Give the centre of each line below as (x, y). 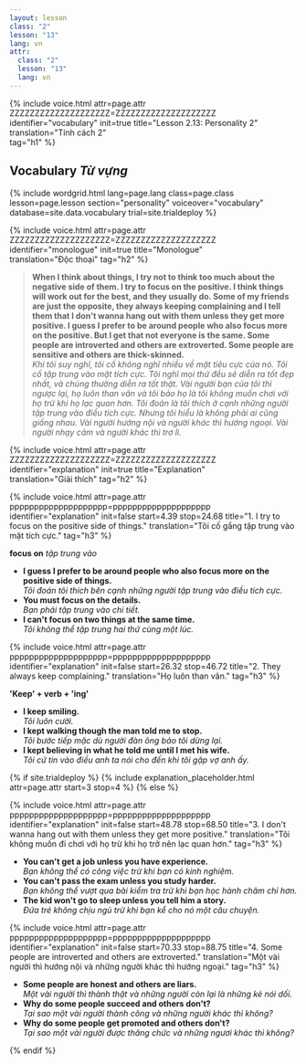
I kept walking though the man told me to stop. (112, 731)
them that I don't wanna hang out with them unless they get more (158, 315)
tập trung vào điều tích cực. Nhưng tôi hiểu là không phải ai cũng (155, 413)
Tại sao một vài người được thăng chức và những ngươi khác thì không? (158, 1032)
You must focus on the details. (82, 600)
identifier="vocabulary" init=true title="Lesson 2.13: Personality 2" (134, 122)
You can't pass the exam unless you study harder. (119, 880)
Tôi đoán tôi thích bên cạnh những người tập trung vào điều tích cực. (153, 590)
